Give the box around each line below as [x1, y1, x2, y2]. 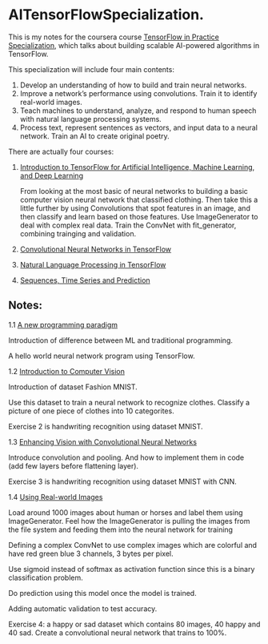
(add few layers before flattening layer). [8, 461, 138, 470]
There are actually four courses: [8, 147, 114, 156]
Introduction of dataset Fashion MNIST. [8, 382, 138, 392]
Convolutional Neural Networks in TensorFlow [19, 244, 172, 254]
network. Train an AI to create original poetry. [19, 131, 170, 141]
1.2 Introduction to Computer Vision [8, 366, 126, 376]
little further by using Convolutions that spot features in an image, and [19, 203, 250, 213]
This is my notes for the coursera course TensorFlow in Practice [8, 32, 220, 42]
